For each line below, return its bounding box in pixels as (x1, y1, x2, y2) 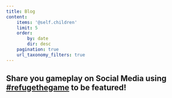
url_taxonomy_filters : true (16, 52, 85, 58)
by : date (27, 36, 49, 41)
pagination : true (16, 47, 59, 52)
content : (6, 14, 28, 20)
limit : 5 (16, 24, 38, 31)
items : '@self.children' (16, 19, 77, 25)
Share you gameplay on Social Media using (6, 73, 167, 83)
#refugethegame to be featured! (6, 83, 127, 93)
